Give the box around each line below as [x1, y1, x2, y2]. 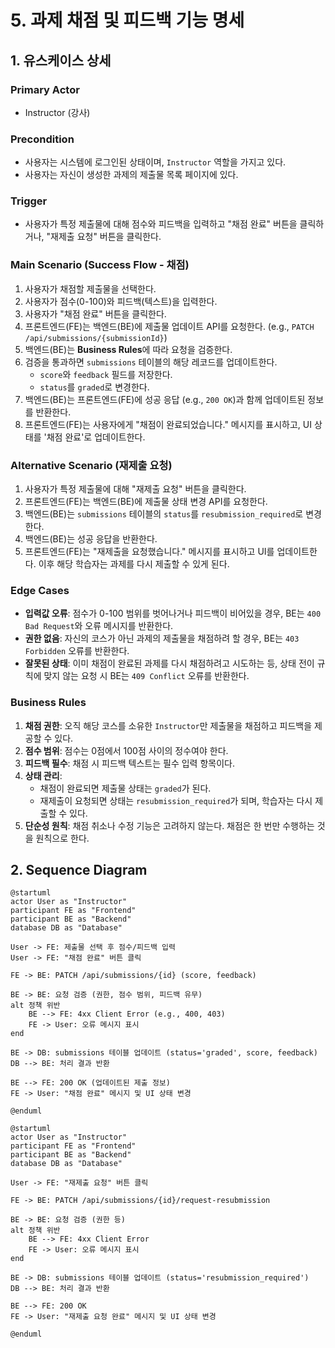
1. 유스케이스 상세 [10, 52, 112, 69]
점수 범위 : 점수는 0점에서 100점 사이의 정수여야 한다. [24, 744, 229, 756]
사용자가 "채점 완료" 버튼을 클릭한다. [24, 307, 167, 320]
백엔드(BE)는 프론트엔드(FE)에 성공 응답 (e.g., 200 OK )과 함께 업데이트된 [24, 393, 306, 405]
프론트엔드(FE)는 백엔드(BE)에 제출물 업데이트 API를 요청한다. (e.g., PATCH [24, 320, 315, 332]
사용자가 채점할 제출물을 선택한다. [24, 282, 157, 295]
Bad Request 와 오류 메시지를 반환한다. [24, 620, 174, 632]
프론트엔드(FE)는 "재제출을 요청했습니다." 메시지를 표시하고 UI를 [24, 546, 275, 558]
